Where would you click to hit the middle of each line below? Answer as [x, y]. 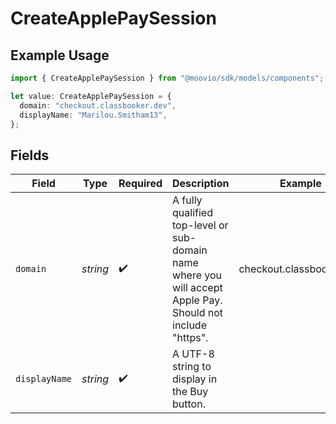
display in [195, 379]
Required [140, 184]
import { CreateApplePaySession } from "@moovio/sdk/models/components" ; [167, 78]
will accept [197, 288]
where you [197, 275]
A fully [187, 200]
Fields [30, 155]
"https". [190, 338]
